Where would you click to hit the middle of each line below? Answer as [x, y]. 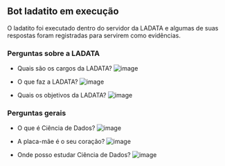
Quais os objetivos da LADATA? [62, 95]
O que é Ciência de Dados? [56, 128]
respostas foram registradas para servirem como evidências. [94, 35]
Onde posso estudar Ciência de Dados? [74, 155]
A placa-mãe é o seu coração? [61, 142]
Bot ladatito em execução [63, 11]
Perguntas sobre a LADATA [54, 53]
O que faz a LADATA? [47, 82]
